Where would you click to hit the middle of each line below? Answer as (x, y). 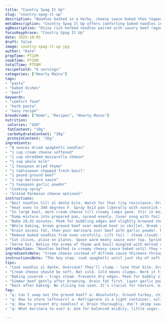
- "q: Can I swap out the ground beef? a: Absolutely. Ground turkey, (79, 295)
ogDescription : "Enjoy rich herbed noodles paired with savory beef (77, 28)
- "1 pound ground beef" (31, 175)
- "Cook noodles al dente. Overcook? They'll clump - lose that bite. (79, 267)
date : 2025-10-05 (23, 38)
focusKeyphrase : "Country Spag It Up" (45, 33)
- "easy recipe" (22, 111)
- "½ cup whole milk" (27, 161)
